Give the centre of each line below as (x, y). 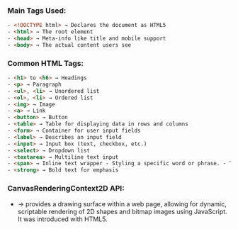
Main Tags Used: (37, 11)
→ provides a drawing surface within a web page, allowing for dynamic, (122, 203)
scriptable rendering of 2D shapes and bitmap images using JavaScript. (123, 211)
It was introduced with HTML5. (62, 219)
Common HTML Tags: (45, 63)
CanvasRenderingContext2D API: (66, 189)
